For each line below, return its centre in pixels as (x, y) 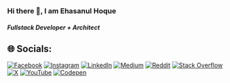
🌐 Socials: (30, 48)
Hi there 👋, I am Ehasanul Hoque (62, 11)
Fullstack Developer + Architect (54, 27)
